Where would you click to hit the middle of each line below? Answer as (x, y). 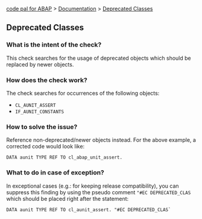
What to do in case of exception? (55, 173)
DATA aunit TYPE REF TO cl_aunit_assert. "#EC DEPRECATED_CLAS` (89, 210)
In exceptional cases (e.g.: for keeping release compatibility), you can (93, 186)
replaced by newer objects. (40, 64)
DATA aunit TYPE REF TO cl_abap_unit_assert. (64, 157)
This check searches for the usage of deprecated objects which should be (99, 58)
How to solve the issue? (42, 127)
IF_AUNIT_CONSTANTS (39, 112)
